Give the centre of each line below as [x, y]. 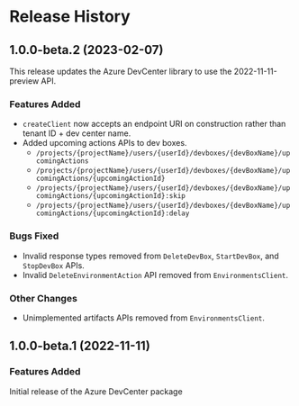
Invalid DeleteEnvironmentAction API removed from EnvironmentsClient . [155, 275]
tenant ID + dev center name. [77, 133]
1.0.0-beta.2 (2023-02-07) [86, 50]
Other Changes [44, 298]
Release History [70, 17]
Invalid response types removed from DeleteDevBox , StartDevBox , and [150, 256]
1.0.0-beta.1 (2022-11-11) [80, 346]
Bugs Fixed [34, 236]
